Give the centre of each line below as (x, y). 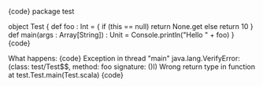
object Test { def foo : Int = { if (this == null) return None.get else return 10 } (131, 26)
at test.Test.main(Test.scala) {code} (66, 75)
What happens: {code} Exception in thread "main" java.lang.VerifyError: (124, 58)
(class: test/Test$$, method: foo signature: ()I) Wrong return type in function (132, 67)
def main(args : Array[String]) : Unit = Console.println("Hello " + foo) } (121, 35)
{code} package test (41, 11)
